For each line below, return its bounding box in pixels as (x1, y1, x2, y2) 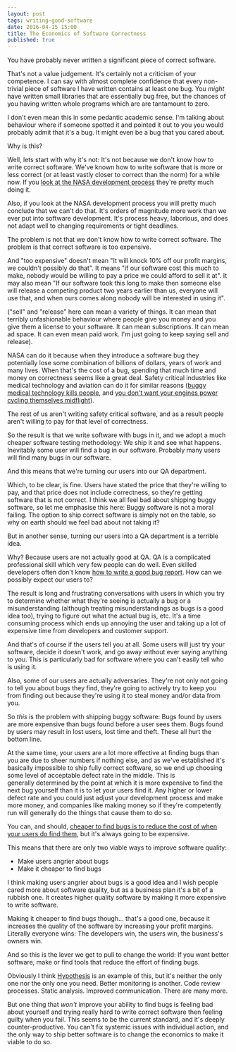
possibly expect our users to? (7, 575, 94, 584)
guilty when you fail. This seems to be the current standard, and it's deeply (7, 1015, 225, 1024)
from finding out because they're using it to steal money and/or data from (7, 692, 221, 700)
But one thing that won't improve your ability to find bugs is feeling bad (7, 1001, 213, 1009)
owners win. (7, 937, 43, 946)
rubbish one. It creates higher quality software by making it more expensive (7, 893, 227, 902)
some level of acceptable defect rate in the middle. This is (7, 771, 175, 780)
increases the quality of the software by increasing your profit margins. (7, 922, 213, 931)
